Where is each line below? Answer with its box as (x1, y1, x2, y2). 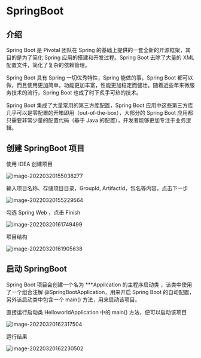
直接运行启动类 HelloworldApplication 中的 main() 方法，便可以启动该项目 (6, 308, 187, 316)
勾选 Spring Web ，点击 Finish (6, 209, 81, 216)
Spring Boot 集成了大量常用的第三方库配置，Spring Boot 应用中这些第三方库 (6, 102, 193, 109)
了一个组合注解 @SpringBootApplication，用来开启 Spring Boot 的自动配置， (6, 288, 194, 295)
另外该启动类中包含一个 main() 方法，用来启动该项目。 (6, 296, 141, 303)
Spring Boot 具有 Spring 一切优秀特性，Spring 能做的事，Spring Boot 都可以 (6, 74, 193, 81)
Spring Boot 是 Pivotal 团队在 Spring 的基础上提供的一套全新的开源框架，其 (6, 47, 191, 53)
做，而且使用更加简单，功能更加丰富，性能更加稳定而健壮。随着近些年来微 (6, 82, 190, 88)
